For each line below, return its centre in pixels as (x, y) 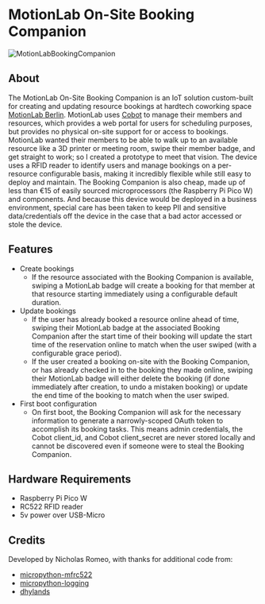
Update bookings (48, 311)
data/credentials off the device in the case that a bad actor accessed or (125, 215)
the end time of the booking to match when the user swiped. (130, 395)
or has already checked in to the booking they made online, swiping (142, 370)
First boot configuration (58, 404)
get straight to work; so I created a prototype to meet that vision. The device (133, 157)
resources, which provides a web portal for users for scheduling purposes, (130, 123)
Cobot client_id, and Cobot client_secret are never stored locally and (143, 437)
